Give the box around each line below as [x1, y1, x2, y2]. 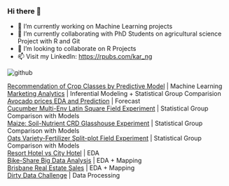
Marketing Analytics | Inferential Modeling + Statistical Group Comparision [7, 90, 222, 98]
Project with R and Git [17, 37, 81, 45]
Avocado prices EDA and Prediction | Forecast [7, 97, 141, 106]
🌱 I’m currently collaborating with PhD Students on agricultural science [17, 29, 222, 38]
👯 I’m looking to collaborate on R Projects [17, 45, 137, 53]
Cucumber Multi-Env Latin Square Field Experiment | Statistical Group [7, 104, 209, 113]
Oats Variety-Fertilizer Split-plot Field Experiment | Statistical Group [7, 134, 202, 143]
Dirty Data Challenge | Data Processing [7, 171, 120, 180]
